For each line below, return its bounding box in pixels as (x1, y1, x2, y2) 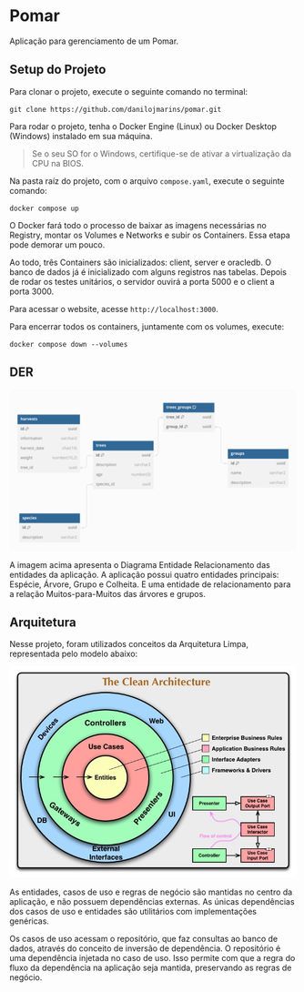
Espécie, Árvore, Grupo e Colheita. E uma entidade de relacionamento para (9, 579, 291, 590)
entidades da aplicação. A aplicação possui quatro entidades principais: (9, 569, 279, 580)
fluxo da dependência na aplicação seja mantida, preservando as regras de (9, 962, 292, 973)
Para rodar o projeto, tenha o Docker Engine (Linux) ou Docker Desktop (9, 120, 278, 132)
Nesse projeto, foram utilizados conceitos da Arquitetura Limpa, (9, 639, 248, 650)
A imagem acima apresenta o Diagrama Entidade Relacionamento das (9, 559, 270, 570)
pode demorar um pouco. (9, 238, 106, 250)
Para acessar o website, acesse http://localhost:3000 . (9, 303, 218, 314)
